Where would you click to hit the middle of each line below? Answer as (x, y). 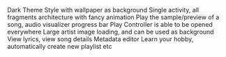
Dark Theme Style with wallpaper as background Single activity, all (103, 10)
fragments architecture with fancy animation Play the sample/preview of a (113, 17)
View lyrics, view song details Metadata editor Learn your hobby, (100, 39)
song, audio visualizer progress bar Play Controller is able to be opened (110, 24)
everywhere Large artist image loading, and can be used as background (111, 32)
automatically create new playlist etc (60, 46)
